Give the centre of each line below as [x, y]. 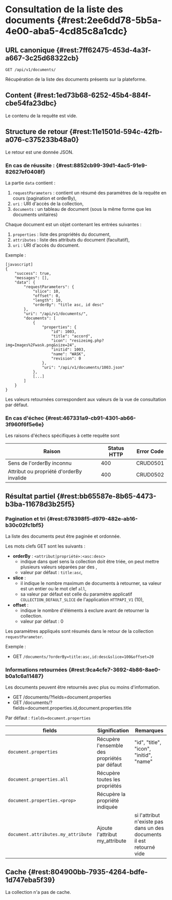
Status [116, 448]
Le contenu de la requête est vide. [41, 116]
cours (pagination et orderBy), [45, 198]
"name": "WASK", [68, 354]
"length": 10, [48, 300]
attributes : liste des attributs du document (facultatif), [71, 239]
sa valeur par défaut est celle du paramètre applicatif [76, 594]
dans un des [149, 828]
